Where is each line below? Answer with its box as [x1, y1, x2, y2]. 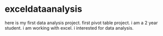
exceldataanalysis [5, 3, 82, 15]
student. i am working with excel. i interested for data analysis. [5, 25, 134, 31]
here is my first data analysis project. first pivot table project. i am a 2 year [5, 20, 158, 26]
